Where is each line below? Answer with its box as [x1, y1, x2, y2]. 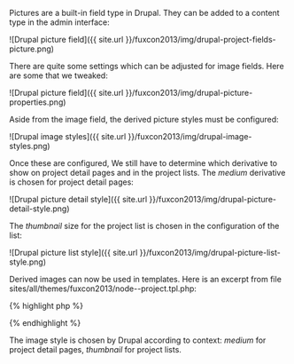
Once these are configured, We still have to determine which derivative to [9, 158, 277, 168]
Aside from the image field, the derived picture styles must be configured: [9, 115, 279, 124]
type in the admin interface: [9, 17, 111, 28]
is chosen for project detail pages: [9, 177, 135, 187]
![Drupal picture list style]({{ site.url [9, 248, 138, 257]
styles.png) [9, 141, 50, 151]
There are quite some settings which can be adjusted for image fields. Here [9, 61, 285, 71]
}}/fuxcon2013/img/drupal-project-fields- [125, 35, 276, 44]
